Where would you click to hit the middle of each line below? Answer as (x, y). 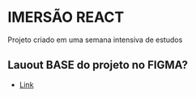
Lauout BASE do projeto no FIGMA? (98, 65)
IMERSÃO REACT (66, 17)
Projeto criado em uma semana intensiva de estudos (95, 40)
